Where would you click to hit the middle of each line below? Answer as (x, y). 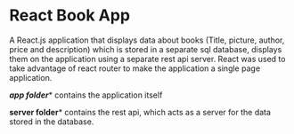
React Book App (70, 16)
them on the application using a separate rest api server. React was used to (147, 59)
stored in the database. (52, 122)
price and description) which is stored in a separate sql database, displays (146, 49)
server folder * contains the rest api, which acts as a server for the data (140, 112)
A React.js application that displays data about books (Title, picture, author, (147, 40)
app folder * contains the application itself (86, 95)
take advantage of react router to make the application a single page (135, 68)
